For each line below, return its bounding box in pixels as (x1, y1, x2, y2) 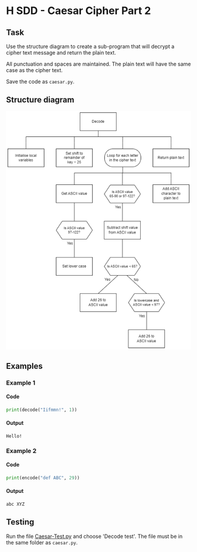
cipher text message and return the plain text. (6, 49, 116, 56)
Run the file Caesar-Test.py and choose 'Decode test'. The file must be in (6, 533, 183, 540)
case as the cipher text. (6, 67, 63, 74)
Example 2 (6, 447, 37, 455)
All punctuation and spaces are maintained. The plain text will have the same (6, 60, 191, 67)
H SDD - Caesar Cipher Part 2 (6, 4, 151, 18)
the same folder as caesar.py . (6, 539, 78, 546)
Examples (6, 361, 43, 371)
